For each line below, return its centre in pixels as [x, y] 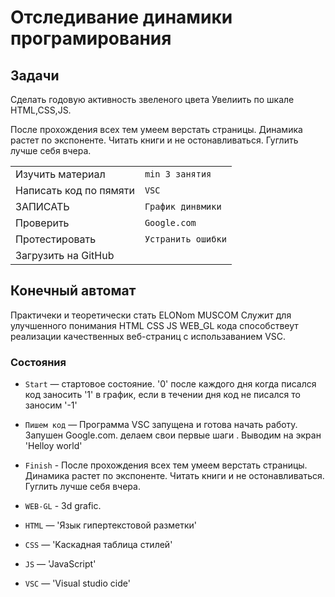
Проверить [42, 223]
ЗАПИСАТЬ [42, 206]
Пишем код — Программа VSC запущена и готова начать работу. [161, 425]
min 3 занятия [178, 174]
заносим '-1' [51, 405]
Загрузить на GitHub [65, 255]
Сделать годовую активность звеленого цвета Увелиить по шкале [152, 99]
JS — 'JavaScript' [60, 564]
